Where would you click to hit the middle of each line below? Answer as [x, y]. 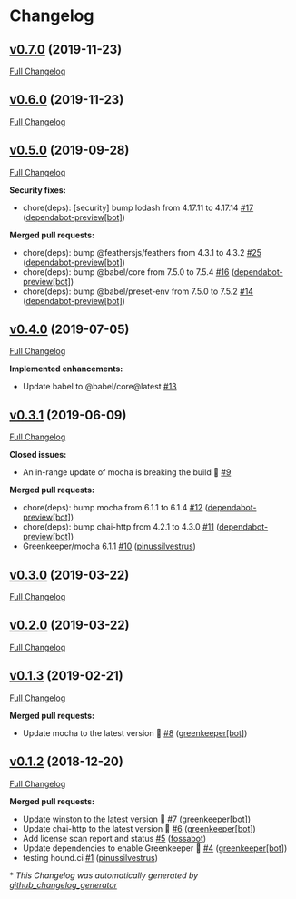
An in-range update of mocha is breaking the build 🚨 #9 [127, 472]
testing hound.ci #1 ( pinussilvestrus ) [90, 857]
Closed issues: [38, 455]
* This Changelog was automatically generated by [104, 875]
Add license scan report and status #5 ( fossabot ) [114, 838]
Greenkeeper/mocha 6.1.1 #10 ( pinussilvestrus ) [109, 546]
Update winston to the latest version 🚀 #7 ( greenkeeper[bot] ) [137, 819]
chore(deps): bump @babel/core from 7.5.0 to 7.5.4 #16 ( [128, 272]
